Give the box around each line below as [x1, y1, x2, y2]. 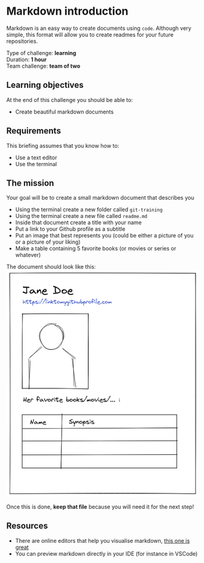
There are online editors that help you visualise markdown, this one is [15, 537, 191, 544]
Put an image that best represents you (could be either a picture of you [15, 232, 194, 239]
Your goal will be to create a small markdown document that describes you [6, 194, 194, 202]
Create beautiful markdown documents [15, 108, 114, 115]
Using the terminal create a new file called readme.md [15, 212, 148, 220]
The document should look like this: [6, 263, 96, 271]
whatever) [15, 252, 41, 259]
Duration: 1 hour [6, 56, 47, 63]
